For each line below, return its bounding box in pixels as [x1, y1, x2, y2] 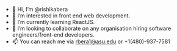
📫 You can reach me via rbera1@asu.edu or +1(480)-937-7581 [12, 38, 170, 45]
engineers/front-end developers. [12, 31, 95, 38]
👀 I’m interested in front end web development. [12, 12, 130, 19]
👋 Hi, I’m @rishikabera [12, 6, 68, 13]
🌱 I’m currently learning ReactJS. [12, 19, 95, 25]
